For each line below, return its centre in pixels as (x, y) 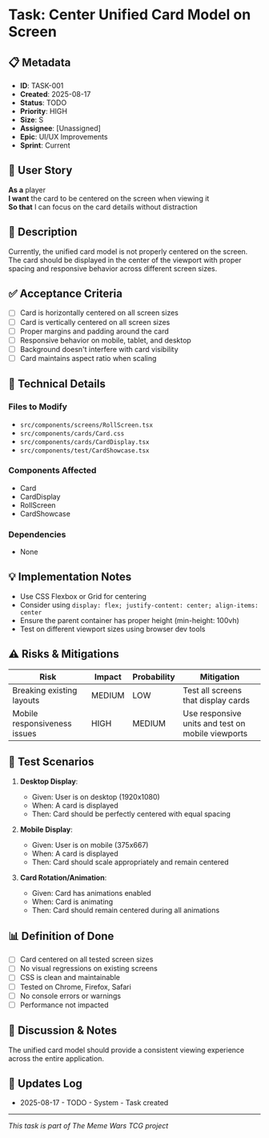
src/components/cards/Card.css (72, 433)
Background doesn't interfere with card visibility (99, 349)
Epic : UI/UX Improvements (64, 137)
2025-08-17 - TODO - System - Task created (94, 1103)
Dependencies (37, 534)
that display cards (217, 700)
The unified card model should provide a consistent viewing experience (126, 1050)
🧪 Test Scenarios (51, 762)
